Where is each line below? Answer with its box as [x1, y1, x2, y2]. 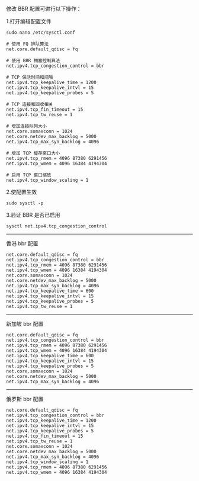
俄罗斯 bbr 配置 [6, 396, 44, 402]
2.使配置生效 [6, 188, 37, 195]
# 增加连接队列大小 [6, 123, 47, 129]
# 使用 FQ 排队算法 [6, 41, 49, 47]
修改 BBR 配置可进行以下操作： [6, 5, 82, 12]
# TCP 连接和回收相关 [6, 101, 53, 107]
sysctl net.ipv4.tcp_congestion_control [6, 223, 108, 229]
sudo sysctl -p [6, 200, 44, 206]
